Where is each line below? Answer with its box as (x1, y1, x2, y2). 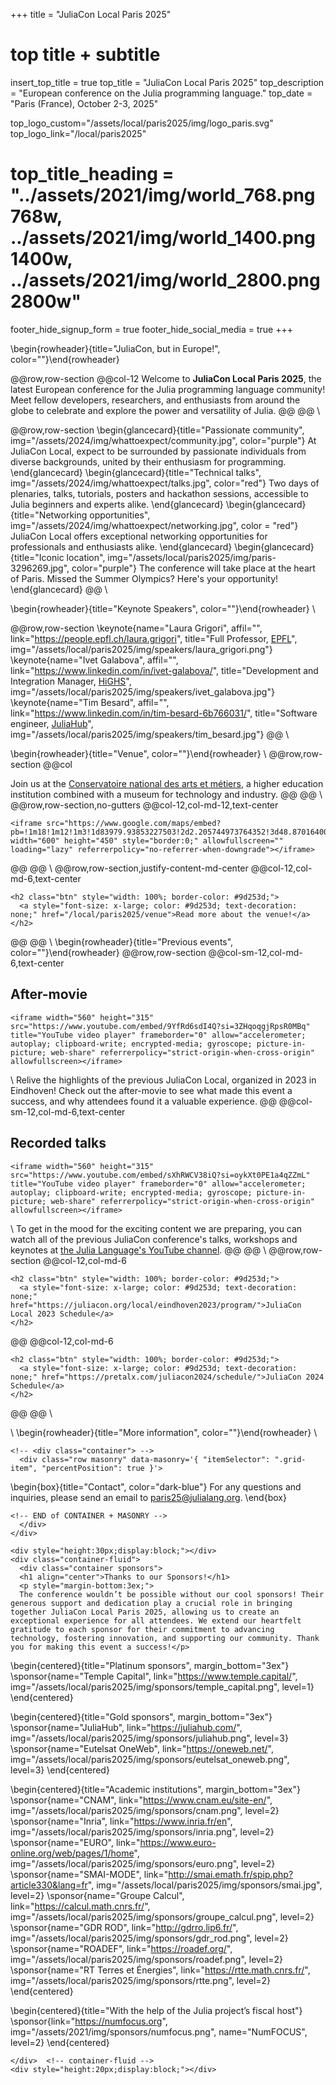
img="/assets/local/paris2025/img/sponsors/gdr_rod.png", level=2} (10, 1932, 289, 1944)
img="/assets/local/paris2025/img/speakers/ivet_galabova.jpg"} (10, 685, 275, 698)
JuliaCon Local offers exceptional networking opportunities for (10, 530, 268, 542)
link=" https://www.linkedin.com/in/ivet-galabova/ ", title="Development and (10, 664, 319, 676)
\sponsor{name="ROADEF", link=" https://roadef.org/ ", (10, 1942, 233, 1954)
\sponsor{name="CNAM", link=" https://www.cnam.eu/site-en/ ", (10, 1794, 273, 1806)
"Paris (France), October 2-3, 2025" (10, 97, 159, 109)
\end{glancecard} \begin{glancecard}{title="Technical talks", (10, 466, 262, 478)
